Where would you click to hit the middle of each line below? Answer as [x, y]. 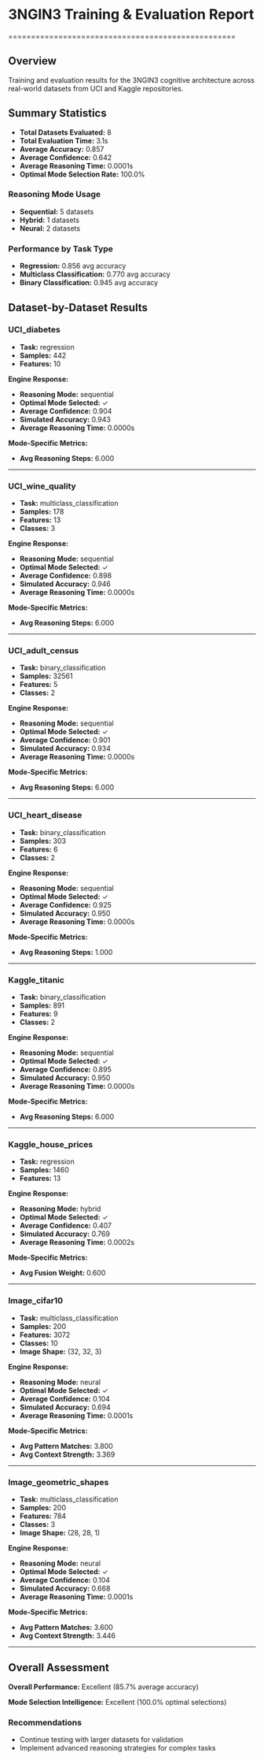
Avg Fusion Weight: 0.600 [62, 1273]
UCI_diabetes [34, 330]
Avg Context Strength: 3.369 [67, 1454]
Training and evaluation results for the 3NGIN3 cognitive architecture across [132, 80]
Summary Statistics [58, 113]
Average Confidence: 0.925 [66, 904]
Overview [33, 61]
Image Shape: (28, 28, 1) [60, 1532]
